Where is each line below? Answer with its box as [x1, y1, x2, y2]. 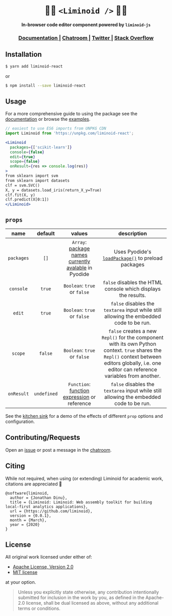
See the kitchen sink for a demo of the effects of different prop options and [5, 413, 163, 419]
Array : [72, 239, 87, 246]
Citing [5, 462, 25, 471]
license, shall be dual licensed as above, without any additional [26, 600, 159, 606]
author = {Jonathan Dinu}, [10, 495, 68, 500]
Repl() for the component [101, 334, 164, 341]
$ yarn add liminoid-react [5, 63, 63, 69]
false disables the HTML [102, 279, 163, 286]
